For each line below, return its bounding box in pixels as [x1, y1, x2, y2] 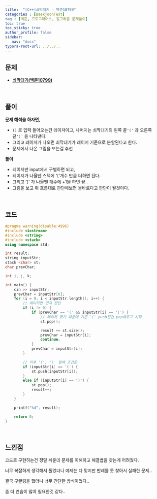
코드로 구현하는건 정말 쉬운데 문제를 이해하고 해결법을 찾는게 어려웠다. [5, 457, 139, 463]
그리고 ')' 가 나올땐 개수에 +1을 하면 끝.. [12, 179, 88, 185]
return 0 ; [14, 414, 34, 419]
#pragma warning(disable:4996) [5, 224, 69, 229]
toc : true [5, 21, 26, 26]
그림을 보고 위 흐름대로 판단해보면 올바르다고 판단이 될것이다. [12, 185, 129, 191]
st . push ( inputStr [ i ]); [31, 369, 78, 374]
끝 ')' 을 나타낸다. [12, 133, 47, 139]
